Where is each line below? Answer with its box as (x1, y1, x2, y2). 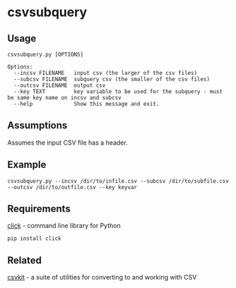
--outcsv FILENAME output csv (13, 82, 106, 89)
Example (7, 159, 47, 171)
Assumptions (7, 119, 68, 131)
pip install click (7, 235, 61, 242)
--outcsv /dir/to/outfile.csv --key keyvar (7, 184, 138, 191)
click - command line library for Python (7, 222, 122, 230)
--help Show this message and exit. (13, 100, 160, 107)
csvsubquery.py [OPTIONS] (7, 51, 83, 58)
